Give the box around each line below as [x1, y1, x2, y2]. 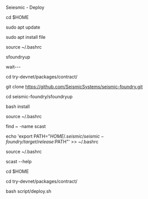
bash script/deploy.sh [6, 188, 52, 194]
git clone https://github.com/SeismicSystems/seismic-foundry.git [6, 84, 143, 90]
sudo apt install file [6, 34, 45, 40]
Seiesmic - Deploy [6, 5, 45, 10]
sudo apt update [6, 24, 40, 30]
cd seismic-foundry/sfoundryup [6, 94, 73, 99]
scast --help [6, 159, 32, 164]
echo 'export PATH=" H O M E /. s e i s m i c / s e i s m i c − [6, 133, 104, 139]
